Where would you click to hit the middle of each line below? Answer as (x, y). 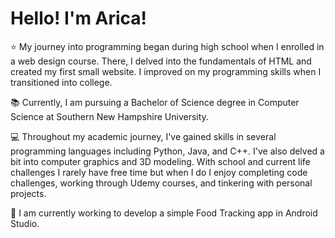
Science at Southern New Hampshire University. (109, 116)
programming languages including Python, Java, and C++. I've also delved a (167, 151)
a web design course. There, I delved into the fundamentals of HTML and (161, 61)
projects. (28, 193)
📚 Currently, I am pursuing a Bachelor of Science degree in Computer (155, 102)
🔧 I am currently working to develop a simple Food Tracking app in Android (164, 213)
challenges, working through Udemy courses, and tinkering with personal (161, 183)
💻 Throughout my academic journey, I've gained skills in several (143, 136)
